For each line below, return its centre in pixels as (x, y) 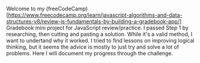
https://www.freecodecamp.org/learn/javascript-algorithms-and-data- (95, 15)
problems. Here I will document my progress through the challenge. (90, 53)
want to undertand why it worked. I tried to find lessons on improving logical (100, 40)
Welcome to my (26, 9)
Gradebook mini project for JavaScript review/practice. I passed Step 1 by (98, 28)
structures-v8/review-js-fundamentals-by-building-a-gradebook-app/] (94, 21)
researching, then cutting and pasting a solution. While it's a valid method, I (99, 34)
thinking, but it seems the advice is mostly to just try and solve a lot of (92, 47)
